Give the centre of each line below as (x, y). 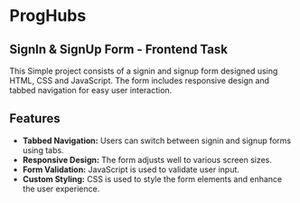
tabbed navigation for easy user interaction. (91, 90)
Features (35, 119)
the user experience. (61, 188)
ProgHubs (48, 16)
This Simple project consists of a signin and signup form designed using (144, 71)
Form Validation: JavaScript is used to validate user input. (131, 169)
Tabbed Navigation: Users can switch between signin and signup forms (157, 140)
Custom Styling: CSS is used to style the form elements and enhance (152, 179)
